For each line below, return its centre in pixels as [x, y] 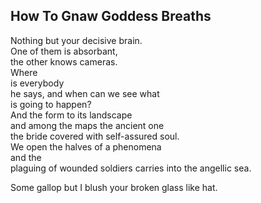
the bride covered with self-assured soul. [95, 136]
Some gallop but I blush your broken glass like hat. [114, 187]
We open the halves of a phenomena [86, 146]
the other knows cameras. [64, 61]
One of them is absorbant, [64, 51]
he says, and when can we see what [85, 93]
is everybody [37, 83]
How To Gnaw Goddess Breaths [111, 16]
